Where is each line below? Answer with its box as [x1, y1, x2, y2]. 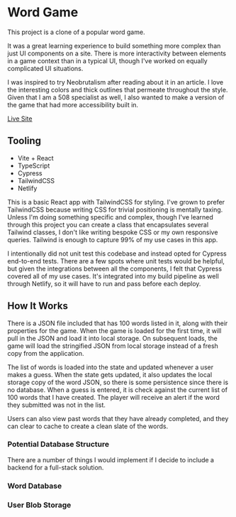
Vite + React [17, 153, 55, 162]
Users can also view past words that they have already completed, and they [7, 414, 229, 423]
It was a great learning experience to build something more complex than [7, 41, 221, 50]
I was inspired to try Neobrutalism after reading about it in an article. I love [7, 77, 224, 86]
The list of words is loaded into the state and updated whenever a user [7, 363, 214, 371]
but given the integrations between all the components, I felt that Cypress [7, 264, 222, 273]
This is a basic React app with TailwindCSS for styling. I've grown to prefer [7, 197, 225, 206]
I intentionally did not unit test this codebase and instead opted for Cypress [7, 249, 227, 258]
